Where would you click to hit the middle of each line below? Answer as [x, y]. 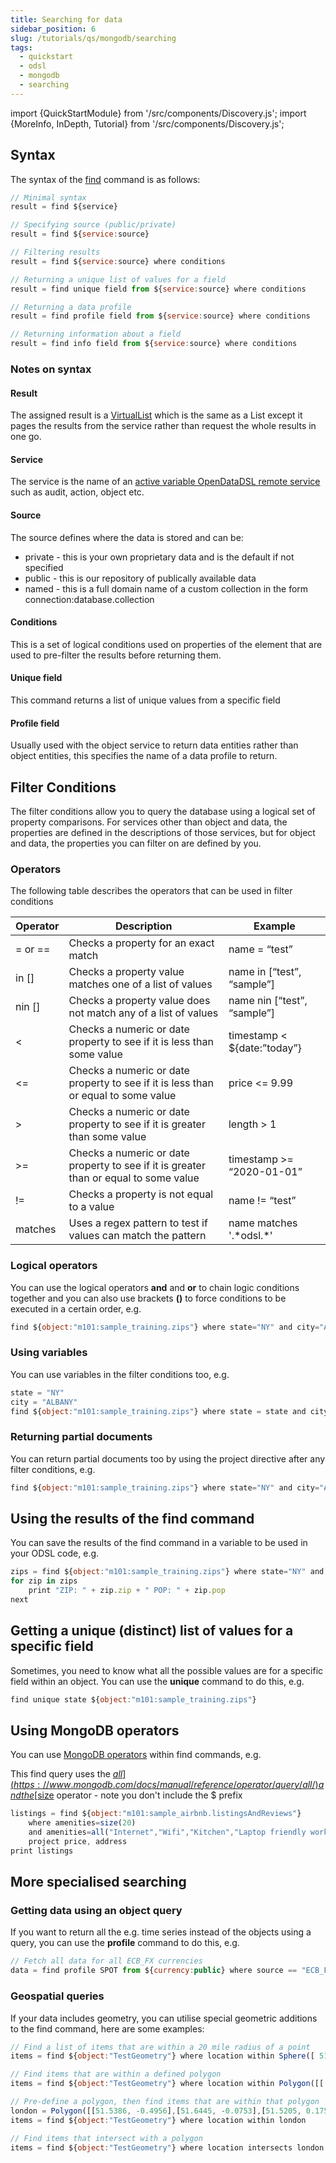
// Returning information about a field [96, 334]
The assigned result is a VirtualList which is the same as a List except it [156, 415]
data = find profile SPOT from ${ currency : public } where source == [154, 1971]
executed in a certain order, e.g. [76, 1308]
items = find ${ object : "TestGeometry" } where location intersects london [167, 2147]
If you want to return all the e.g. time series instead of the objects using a [161, 1932]
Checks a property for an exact [141, 943]
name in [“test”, [265, 972]
